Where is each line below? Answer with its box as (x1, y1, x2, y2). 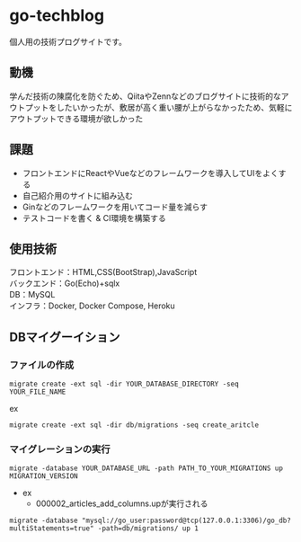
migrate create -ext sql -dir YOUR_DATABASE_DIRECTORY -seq (9, 379, 240, 389)
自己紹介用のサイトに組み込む (22, 190, 133, 200)
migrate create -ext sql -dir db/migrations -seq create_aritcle (9, 421, 259, 430)
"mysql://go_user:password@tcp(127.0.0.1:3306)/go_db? (81, 516, 292, 526)
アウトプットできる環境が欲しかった (9, 113, 144, 124)
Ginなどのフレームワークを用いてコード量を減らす (22, 201, 208, 212)
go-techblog (9, 5, 105, 26)
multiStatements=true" (9, 524, 94, 533)
